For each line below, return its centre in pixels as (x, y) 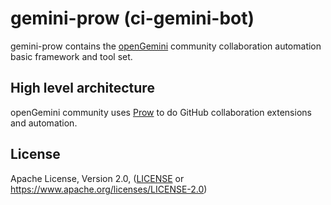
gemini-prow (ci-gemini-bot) (132, 18)
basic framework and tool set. (71, 56)
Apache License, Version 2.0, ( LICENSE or (97, 178)
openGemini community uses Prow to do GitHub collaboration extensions (161, 112)
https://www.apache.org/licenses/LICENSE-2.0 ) (109, 189)
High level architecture (82, 88)
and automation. (44, 123)
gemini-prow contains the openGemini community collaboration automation (166, 46)
